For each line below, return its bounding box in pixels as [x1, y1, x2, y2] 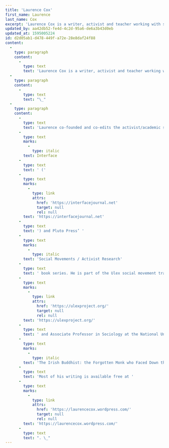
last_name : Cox [5, 17, 37, 22]
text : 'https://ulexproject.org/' [23, 318, 96, 323]
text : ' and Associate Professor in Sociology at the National [23, 332, 158, 337]
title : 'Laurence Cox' [5, 7, 53, 13]
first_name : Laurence [5, 12, 51, 17]
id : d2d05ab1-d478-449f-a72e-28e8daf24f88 [5, 36, 96, 41]
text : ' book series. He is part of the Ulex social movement [23, 271, 156, 276]
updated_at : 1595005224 [5, 31, 55, 36]
